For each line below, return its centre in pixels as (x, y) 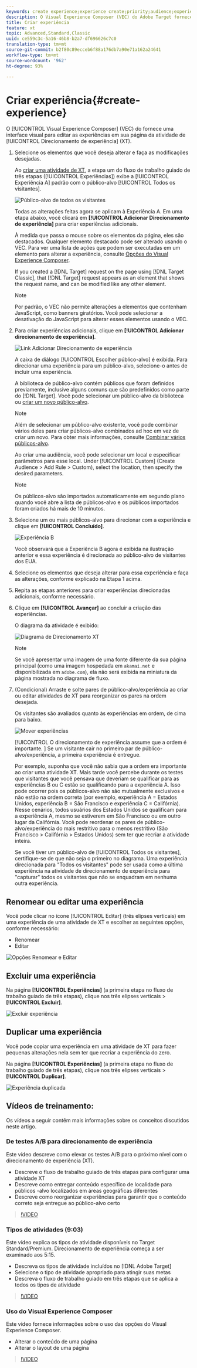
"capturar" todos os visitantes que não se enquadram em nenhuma (96, 877)
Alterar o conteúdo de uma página (56, 1342)
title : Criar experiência (38, 22)
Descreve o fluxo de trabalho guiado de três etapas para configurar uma (102, 1172)
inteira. (23, 841)
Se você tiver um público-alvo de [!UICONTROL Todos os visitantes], (98, 852)
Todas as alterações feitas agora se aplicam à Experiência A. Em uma (98, 212)
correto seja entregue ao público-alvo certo (67, 1203)
